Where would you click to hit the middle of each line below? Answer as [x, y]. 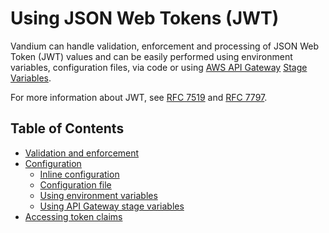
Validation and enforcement [82, 153]
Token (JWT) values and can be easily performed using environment [151, 56]
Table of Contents [67, 128]
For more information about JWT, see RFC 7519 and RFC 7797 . [139, 97]
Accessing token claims [73, 216]
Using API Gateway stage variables [112, 206]
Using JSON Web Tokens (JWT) [145, 18]
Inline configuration [79, 174]
